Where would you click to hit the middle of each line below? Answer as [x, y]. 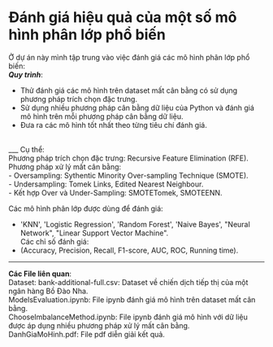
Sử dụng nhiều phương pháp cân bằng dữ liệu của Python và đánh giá [137, 108]
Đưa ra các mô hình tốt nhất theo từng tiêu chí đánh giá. [113, 125]
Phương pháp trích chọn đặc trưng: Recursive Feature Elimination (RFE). [129, 158]
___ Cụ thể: [26, 149]
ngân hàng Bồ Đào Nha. [48, 291]
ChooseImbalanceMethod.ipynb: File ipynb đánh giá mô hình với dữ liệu [128, 317]
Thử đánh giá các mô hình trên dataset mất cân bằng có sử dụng [129, 90]
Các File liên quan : [40, 274]
